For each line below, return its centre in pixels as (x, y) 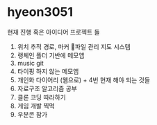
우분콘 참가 (32, 114)
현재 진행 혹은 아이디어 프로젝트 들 (53, 32)
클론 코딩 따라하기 (41, 97)
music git (30, 63)
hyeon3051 (40, 12)
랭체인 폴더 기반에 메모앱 (51, 55)
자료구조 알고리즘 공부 (47, 88)
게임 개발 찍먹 (36, 106)
